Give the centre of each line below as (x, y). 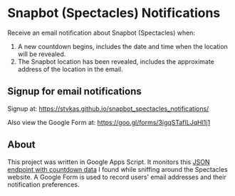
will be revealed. (42, 54)
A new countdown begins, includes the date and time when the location (122, 46)
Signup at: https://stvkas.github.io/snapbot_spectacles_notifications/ (108, 109)
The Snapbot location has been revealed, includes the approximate (116, 61)
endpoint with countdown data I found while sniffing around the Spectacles (117, 169)
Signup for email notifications (75, 91)
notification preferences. (43, 184)
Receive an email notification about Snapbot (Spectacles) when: (101, 33)
